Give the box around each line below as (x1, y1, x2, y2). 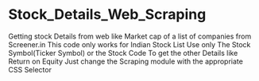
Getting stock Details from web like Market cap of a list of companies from (8, 31, 252, 41)
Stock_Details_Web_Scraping (8, 6, 207, 24)
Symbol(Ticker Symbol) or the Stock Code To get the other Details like (8, 48, 238, 57)
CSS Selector (8, 64, 52, 74)
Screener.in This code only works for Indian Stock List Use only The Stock (8, 39, 251, 49)
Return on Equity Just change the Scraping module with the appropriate (8, 57, 244, 66)
